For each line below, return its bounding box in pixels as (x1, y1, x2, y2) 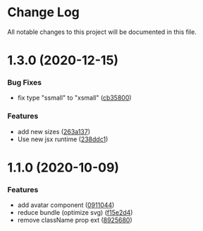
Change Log (7, 4, 80, 20)
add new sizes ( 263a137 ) (17, 127, 90, 136)
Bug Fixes (7, 78, 42, 88)
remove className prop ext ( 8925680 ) (17, 216, 133, 225)
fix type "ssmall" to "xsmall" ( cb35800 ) (17, 93, 132, 102)
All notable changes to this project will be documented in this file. (7, 28, 197, 36)
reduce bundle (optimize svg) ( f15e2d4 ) (17, 208, 133, 217)
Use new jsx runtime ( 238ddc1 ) (17, 135, 109, 143)
